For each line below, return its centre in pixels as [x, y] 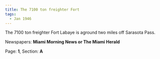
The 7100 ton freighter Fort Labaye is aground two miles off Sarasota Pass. [80, 33]
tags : [10, 14]
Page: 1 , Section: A [24, 51]
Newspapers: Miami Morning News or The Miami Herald [63, 42]
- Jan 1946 [20, 19]
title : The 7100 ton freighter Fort [42, 10]
